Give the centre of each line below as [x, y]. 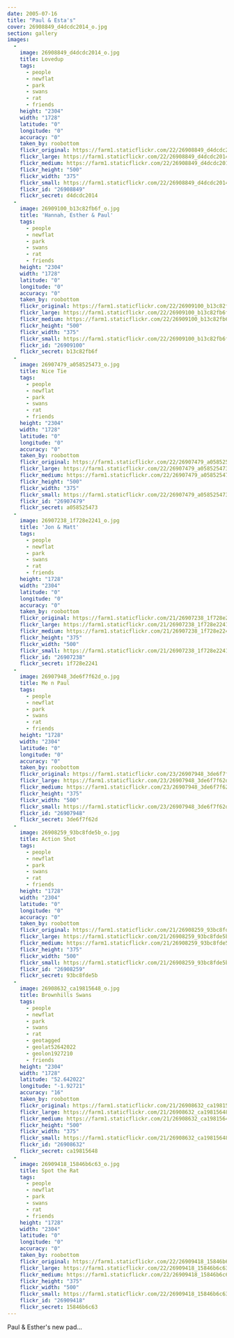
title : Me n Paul [45, 683]
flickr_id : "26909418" [53, 1301]
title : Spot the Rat [49, 1171]
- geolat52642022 [51, 1047]
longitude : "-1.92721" [53, 1086]
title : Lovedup [42, 59]
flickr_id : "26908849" [53, 189]
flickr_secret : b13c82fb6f [59, 352]
